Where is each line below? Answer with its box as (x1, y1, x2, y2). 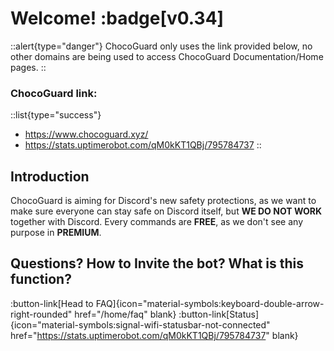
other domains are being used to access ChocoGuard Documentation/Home (10, 50, 324, 62)
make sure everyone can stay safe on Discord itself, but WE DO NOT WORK (10, 205, 323, 217)
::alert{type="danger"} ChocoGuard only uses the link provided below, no (10, 40, 313, 52)
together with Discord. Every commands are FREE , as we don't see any (10, 216, 304, 228)
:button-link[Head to (10, 297, 94, 309)
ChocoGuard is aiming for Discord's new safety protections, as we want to (10, 195, 317, 207)
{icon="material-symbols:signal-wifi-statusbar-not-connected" (10, 318, 271, 331)
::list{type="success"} (10, 109, 102, 121)
